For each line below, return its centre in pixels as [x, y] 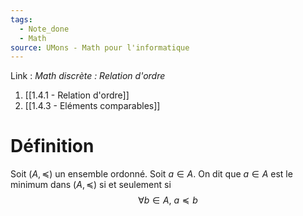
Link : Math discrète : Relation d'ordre [88, 76]
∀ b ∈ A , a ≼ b [168, 200]
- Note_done [44, 29]
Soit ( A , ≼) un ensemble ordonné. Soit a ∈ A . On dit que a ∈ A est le [151, 174]
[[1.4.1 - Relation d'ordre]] [77, 95]
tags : [21, 19]
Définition [52, 146]
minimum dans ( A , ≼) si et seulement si [91, 185]
